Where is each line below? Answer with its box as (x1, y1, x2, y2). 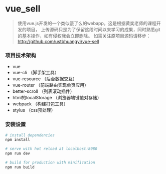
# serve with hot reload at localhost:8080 (5, 146, 98, 151)
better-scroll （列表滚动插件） (12, 88, 75, 94)
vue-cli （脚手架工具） (12, 70, 59, 76)
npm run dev (5, 151, 30, 156)
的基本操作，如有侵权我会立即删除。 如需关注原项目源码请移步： (17, 33, 151, 39)
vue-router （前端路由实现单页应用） (12, 82, 89, 88)
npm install (5, 137, 30, 142)
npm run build (5, 164, 35, 169)
